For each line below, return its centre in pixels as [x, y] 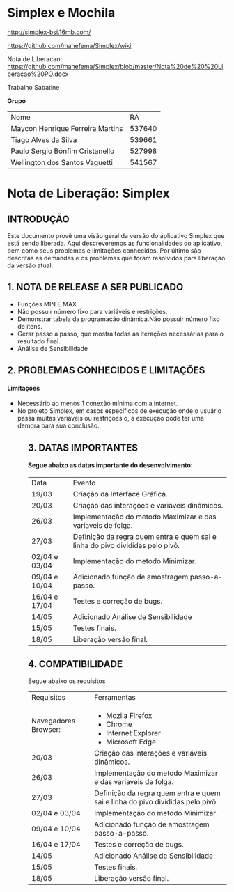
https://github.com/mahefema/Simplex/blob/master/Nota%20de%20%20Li [115, 66]
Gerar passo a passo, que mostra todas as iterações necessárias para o [120, 334]
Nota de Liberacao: [35, 59]
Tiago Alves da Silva [44, 139]
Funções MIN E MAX [47, 304]
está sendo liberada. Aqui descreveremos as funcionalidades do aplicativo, [115, 243]
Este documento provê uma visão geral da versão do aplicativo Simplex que [116, 235]
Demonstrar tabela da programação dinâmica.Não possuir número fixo [119, 319]
